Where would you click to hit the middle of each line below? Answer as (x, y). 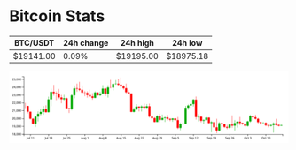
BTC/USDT (35, 43)
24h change (86, 43)
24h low (187, 43)
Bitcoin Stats (57, 16)
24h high (137, 43)
